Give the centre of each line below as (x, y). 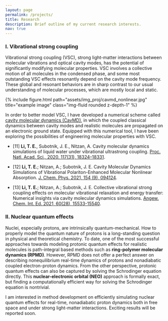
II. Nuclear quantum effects (39, 217)
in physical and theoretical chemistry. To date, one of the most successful (82, 238)
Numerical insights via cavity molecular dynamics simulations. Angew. (86, 198)
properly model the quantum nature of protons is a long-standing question (83, 233)
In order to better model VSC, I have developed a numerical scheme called (83, 115)
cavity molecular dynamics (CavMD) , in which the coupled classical (76, 120)
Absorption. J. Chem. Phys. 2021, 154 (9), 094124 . (65, 177)
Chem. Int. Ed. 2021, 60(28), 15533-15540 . (57, 204)
